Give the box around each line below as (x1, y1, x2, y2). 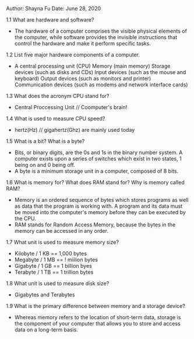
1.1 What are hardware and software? (6, 16, 94, 23)
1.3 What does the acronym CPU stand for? (6, 93, 110, 99)
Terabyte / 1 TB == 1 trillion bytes (14, 268, 94, 275)
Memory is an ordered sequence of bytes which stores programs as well (14, 197, 189, 203)
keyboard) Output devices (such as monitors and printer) (14, 75, 151, 82)
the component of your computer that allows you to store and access (14, 320, 181, 327)
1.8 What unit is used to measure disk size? (6, 280, 110, 286)
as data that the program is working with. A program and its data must (14, 202, 183, 209)
